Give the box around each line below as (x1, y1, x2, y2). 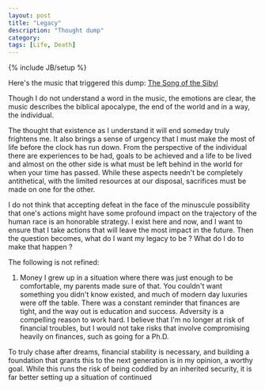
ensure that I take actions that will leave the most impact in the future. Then (8, 225, 254, 235)
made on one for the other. (8, 185, 96, 194)
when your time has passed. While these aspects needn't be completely (8, 168, 244, 178)
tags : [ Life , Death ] (8, 41, 77, 49)
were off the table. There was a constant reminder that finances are (19, 298, 240, 308)
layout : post (8, 11, 51, 20)
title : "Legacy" (8, 19, 62, 27)
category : (8, 33, 41, 42)
